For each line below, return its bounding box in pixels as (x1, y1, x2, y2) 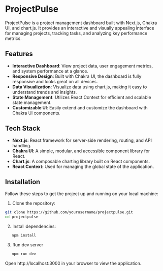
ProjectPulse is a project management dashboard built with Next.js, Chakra (5, 20, 157, 26)
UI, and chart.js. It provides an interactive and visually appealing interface (5, 25, 155, 31)
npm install (11, 233, 36, 238)
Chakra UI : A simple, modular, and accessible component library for (12, 148, 150, 154)
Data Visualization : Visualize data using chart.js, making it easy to (12, 84, 147, 90)
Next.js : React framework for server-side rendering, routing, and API (12, 137, 152, 143)
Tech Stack (5, 124, 40, 133)
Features (5, 50, 33, 58)
